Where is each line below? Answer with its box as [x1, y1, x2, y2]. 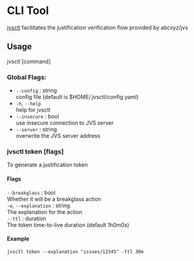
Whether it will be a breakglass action [7, 195, 101, 202]
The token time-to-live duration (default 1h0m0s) [7, 221, 130, 229]
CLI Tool [7, 4, 49, 18]
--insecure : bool [15, 113, 60, 120]
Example [7, 235, 30, 243]
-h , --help [15, 100, 41, 107]
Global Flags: [7, 73, 47, 81]
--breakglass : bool [7, 188, 56, 196]
